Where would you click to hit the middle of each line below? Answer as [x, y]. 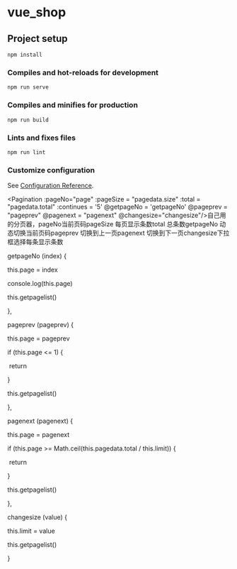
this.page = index [33, 270]
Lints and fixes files [42, 138]
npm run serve [28, 87]
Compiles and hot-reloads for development [83, 72]
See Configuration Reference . [51, 186]
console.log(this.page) [40, 284]
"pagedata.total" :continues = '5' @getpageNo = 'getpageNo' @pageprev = [117, 207]
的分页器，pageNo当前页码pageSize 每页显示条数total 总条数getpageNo [112, 224]
